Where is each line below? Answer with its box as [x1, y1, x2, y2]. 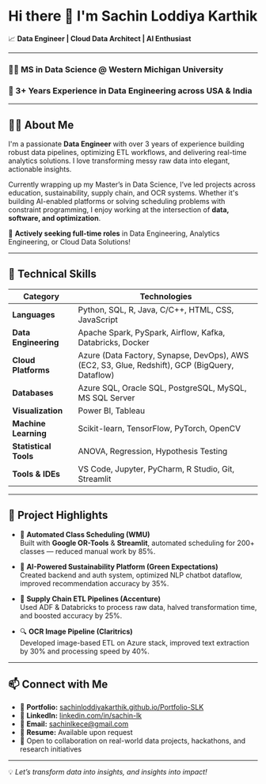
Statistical [12, 441, 51, 452]
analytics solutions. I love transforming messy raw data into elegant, [8, 156, 230, 165]
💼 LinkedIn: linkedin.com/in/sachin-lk [19, 711, 142, 721]
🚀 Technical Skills [8, 267, 97, 281]
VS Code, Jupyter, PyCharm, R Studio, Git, [78, 463, 235, 474]
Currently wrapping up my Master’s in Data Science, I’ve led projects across [8, 180, 256, 189]
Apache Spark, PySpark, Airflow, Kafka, [78, 327, 226, 338]
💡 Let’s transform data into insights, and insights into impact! [8, 767, 207, 777]
